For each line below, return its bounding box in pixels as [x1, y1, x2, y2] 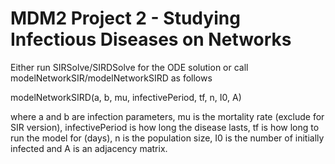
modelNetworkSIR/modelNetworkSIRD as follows [10, 72, 213, 84]
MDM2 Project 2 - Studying [10, 7, 241, 30]
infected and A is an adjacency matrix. [10, 142, 168, 154]
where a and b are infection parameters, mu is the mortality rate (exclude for [10, 110, 325, 122]
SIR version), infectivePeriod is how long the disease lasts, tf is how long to [10, 121, 320, 133]
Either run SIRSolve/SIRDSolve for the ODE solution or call [10, 61, 249, 73]
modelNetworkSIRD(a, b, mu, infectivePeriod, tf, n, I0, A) [10, 91, 242, 103]
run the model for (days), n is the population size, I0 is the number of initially [10, 132, 325, 144]
